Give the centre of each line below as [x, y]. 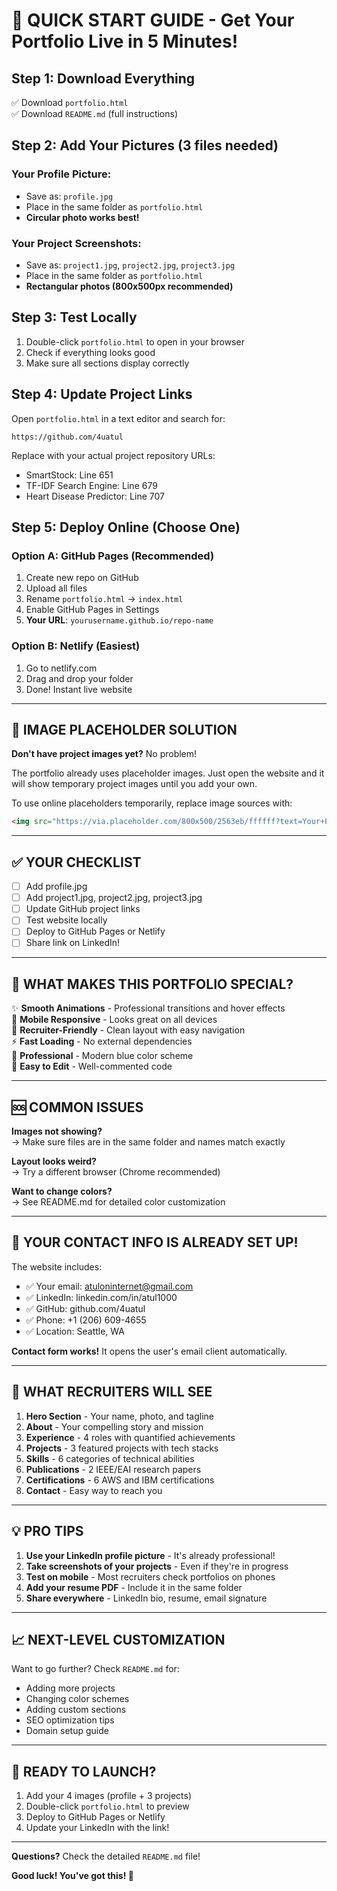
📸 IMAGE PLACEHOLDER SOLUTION [124, 729]
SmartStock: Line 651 [69, 475]
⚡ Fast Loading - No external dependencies [102, 1041]
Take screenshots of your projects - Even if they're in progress [157, 1566]
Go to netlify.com [61, 668]
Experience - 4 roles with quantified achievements [130, 1437]
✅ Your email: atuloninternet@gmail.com [109, 1286]
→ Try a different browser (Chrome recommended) [116, 1172]
